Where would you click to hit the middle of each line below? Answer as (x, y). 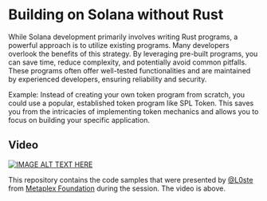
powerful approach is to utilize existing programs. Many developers (119, 45)
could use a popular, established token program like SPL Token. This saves (131, 103)
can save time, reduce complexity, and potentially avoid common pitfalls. (128, 62)
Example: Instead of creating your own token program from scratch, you (127, 94)
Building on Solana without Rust (116, 15)
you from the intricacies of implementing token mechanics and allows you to (133, 111)
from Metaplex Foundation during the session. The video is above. (117, 188)
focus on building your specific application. (79, 120)
